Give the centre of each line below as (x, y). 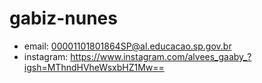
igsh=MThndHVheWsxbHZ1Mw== (94, 67)
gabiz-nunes (63, 18)
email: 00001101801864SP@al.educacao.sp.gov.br (127, 46)
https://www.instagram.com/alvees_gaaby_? (161, 56)
